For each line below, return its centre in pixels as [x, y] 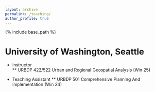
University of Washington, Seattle [75, 52]
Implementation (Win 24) [37, 84]
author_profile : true [27, 18]
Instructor [22, 65]
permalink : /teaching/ [28, 14]
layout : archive [21, 9]
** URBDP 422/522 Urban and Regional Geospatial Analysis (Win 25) [81, 70]
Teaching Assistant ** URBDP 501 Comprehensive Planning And [76, 79]
